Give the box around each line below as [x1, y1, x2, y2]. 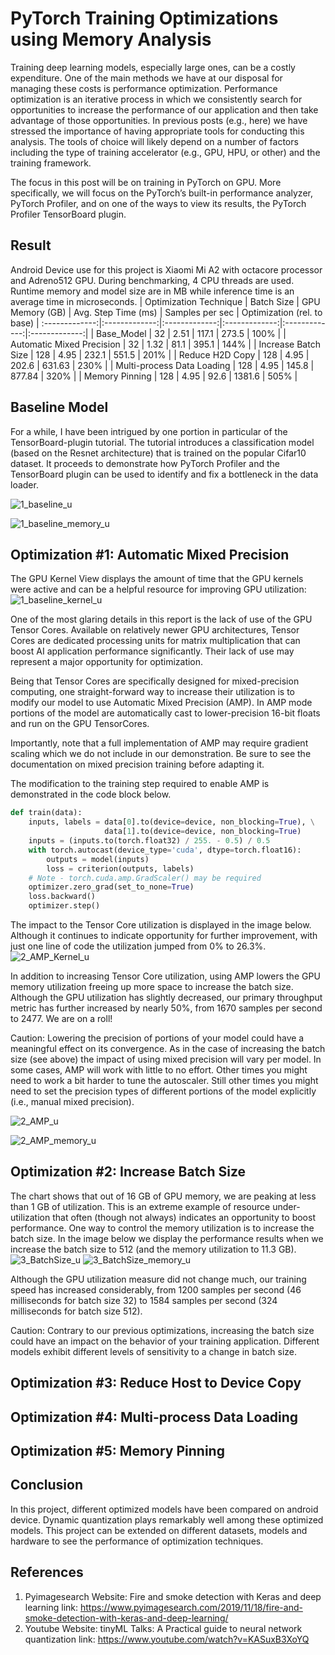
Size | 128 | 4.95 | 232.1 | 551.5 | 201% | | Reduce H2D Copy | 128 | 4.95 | [10, 348, 310, 361]
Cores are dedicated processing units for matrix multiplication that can [10, 635, 301, 647]
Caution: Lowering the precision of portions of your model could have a [10, 1032, 305, 1044]
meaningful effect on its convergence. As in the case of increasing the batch [10, 1043, 326, 1054]
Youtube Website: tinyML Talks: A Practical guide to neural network [24, 1622, 303, 1634]
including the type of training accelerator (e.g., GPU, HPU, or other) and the [10, 146, 321, 158]
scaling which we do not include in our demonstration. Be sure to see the [10, 748, 312, 760]
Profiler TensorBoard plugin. [10, 208, 127, 220]
